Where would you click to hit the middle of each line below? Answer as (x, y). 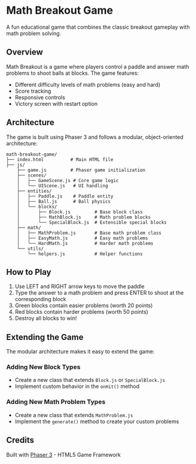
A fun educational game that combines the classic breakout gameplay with (98, 27)
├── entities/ (34, 191)
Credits (20, 440)
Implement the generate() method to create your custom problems (97, 421)
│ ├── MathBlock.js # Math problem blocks (84, 217)
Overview (25, 52)
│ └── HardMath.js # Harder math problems (85, 243)
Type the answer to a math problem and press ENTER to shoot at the (99, 293)
